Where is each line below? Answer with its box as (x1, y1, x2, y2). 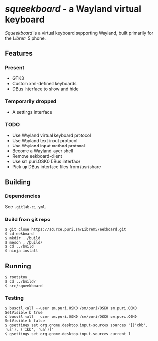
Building (5, 178, 31, 186)
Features (5, 49, 33, 58)
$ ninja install (5, 248, 38, 253)
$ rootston (5, 275, 27, 280)
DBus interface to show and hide (12, 86, 79, 92)
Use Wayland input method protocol (12, 143, 85, 149)
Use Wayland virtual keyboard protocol (12, 132, 91, 138)
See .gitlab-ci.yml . (5, 203, 47, 209)
